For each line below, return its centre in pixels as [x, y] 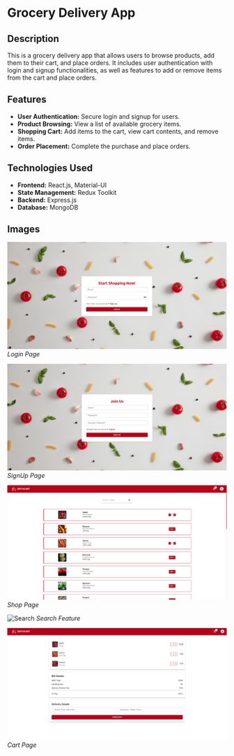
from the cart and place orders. [52, 78]
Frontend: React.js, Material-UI [62, 185]
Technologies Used [50, 168]
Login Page [24, 354]
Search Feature [58, 618]
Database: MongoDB [48, 207]
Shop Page [23, 604]
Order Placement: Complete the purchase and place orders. [104, 146]
